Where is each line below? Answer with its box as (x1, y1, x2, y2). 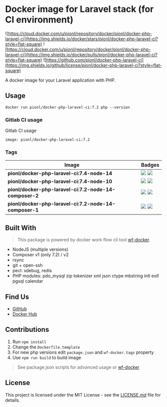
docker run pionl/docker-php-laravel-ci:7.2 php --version (5, 104, 130, 110)
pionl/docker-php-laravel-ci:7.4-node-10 (7, 178, 113, 185)
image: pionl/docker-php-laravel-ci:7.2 (5, 137, 90, 142)
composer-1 (7, 206, 39, 213)
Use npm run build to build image (12, 354, 81, 360)
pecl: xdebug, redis (12, 268, 52, 274)
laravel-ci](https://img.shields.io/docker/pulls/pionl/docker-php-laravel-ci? (5, 51, 158, 58)
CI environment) (5, 14, 74, 25)
